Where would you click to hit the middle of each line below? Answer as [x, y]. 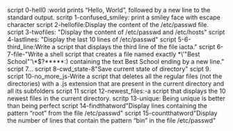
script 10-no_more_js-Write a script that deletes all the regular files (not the [115, 76]
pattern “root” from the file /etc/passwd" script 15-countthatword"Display [112, 113]
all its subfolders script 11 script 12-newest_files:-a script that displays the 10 [116, 91]
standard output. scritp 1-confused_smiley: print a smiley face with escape [114, 17]
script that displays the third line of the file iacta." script [136, 47]
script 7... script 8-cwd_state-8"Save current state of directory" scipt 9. [109, 69]
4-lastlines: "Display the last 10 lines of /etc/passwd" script [92, 40]
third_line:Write [29, 47]
